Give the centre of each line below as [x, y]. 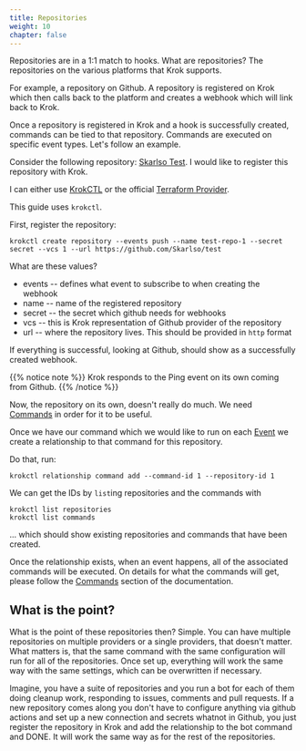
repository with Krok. [49, 172]
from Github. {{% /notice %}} [64, 387]
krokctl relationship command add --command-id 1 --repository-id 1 [142, 476]
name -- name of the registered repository [102, 303]
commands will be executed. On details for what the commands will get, [144, 571]
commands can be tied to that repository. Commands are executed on [141, 135]
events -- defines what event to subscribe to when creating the [141, 284]
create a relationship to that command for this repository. [116, 442]
